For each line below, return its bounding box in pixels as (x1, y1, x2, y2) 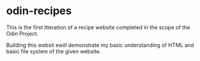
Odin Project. (6, 30, 39, 37)
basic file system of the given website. (6, 47, 101, 54)
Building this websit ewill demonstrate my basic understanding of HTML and (6, 41, 195, 49)
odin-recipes (6, 4, 72, 18)
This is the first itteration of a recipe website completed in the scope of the (6, 24, 190, 31)
